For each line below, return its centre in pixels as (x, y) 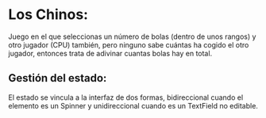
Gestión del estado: (58, 78)
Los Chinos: (48, 15)
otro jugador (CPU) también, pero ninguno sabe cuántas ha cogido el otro (129, 44)
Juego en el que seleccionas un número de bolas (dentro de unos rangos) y (132, 36)
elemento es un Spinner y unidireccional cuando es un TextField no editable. (133, 105)
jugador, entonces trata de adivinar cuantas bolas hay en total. (110, 53)
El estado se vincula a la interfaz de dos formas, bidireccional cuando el (126, 97)
